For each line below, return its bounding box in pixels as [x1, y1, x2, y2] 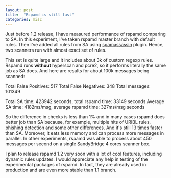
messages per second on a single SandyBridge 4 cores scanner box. [5, 141, 151, 147]
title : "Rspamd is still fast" [5, 12, 74, 17]
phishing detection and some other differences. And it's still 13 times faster [5, 124, 163, 131]
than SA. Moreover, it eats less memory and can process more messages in [5, 130, 164, 136]
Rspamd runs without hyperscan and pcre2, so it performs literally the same [5, 62, 166, 69]
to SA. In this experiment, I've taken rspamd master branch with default [5, 36, 155, 42]
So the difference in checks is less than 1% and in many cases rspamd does [5, 114, 165, 120]
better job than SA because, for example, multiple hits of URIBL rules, [5, 119, 151, 125]
